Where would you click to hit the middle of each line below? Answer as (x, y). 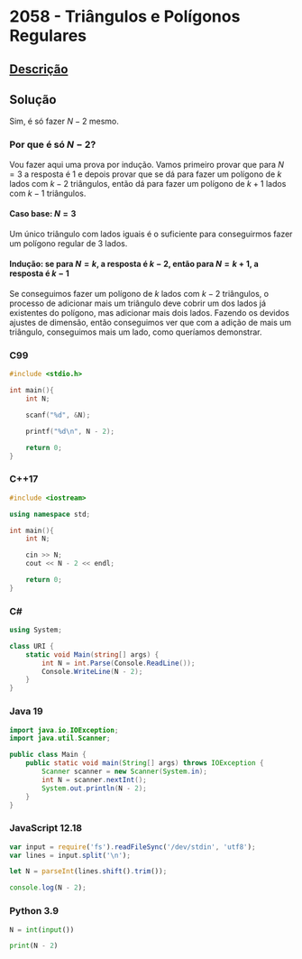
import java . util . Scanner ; (60, 738)
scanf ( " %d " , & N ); (58, 415)
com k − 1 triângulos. (48, 193)
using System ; (36, 630)
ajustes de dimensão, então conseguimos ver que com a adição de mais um (151, 323)
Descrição (39, 69)
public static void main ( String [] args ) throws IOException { (145, 763)
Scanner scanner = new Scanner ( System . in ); (124, 772)
